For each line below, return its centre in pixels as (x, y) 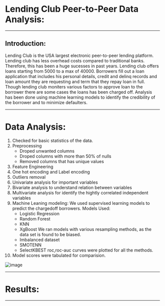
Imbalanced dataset (40, 240)
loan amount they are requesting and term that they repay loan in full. (75, 82)
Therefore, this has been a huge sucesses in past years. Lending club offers (82, 66)
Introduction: (26, 43)
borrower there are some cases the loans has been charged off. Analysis (79, 92)
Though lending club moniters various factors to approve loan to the (74, 86)
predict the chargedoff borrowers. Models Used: (61, 208)
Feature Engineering (33, 167)
